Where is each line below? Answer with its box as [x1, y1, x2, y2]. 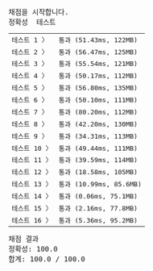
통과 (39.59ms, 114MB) [58, 156, 139, 165]
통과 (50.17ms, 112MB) [58, 72, 139, 81]
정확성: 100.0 [8, 244, 58, 253]
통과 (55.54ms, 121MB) [58, 60, 139, 69]
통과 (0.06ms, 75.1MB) [58, 192, 139, 200]
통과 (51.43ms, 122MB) [58, 35, 139, 44]
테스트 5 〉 [11, 84, 48, 93]
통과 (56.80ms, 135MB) [58, 84, 139, 93]
